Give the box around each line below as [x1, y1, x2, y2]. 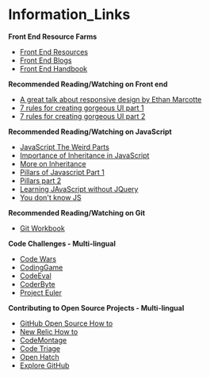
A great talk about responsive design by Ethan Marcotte [19, 94, 202, 104]
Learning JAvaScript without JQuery [19, 184, 139, 193]
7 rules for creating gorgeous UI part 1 [19, 103, 144, 113]
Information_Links [8, 6, 131, 24]
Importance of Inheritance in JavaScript [19, 151, 150, 160]
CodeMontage [19, 335, 67, 345]
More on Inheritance [19, 158, 86, 168]
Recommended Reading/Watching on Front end [8, 79, 168, 89]
